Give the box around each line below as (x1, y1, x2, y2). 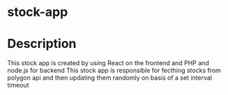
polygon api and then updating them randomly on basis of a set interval (7, 74, 213, 82)
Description (7, 36, 77, 52)
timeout (7, 81, 29, 89)
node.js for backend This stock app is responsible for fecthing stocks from (7, 67, 222, 75)
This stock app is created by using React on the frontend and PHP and (7, 59, 209, 67)
